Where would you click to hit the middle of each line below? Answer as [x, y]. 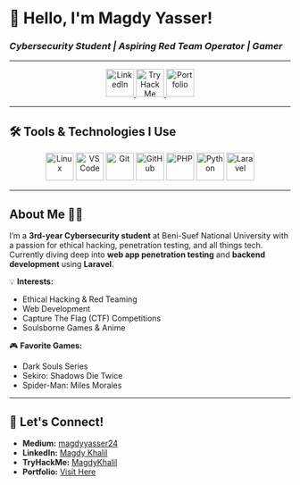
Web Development [56, 309]
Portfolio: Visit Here [59, 472]
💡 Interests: [31, 281]
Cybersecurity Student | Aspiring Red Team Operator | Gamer [146, 46]
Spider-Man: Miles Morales [72, 385]
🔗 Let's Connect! [57, 422]
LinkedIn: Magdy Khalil [65, 452]
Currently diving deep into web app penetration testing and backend [137, 255]
